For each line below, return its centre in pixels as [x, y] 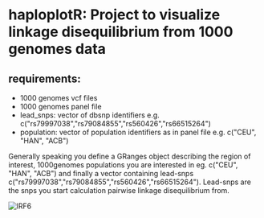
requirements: [45, 78]
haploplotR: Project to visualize [114, 15]
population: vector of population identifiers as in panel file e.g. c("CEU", [138, 132]
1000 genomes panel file [61, 107]
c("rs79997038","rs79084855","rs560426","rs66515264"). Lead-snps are [130, 182]
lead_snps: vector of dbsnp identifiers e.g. [90, 115]
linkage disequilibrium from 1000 [121, 32]
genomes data [57, 49]
